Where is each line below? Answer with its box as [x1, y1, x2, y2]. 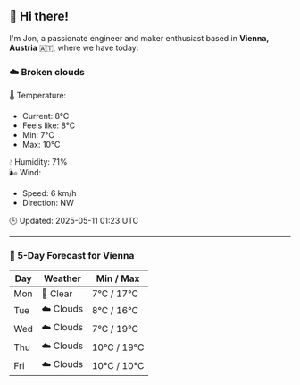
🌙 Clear [41, 287, 73, 300]
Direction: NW [21, 198, 74, 209]
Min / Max [96, 272, 140, 285]
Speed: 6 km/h [21, 188, 78, 199]
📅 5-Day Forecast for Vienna [9, 250, 135, 262]
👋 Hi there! [9, 9, 70, 24]
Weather [43, 272, 82, 285]
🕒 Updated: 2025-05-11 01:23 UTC [9, 216, 139, 227]
